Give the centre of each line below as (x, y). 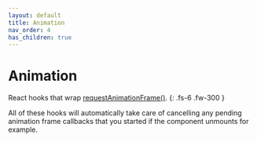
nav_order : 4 (29, 30)
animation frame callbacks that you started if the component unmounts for (128, 122)
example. (23, 129)
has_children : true (40, 37)
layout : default (35, 15)
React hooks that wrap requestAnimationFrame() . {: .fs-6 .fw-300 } (117, 98)
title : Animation (37, 23)
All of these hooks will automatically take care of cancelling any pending (125, 113)
